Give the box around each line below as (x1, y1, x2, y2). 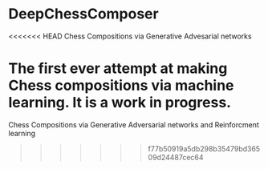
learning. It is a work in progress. (8, 94, 231, 112)
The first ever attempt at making (8, 59, 228, 78)
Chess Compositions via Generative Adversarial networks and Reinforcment (8, 119, 259, 129)
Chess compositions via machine (8, 77, 234, 95)
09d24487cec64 (148, 152, 204, 162)
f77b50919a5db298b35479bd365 (148, 143, 261, 153)
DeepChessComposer (8, 5, 159, 23)
